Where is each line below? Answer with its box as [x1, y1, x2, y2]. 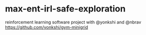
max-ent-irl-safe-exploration [5, 3, 126, 14]
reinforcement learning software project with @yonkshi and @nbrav [5, 19, 142, 25]
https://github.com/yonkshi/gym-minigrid [5, 24, 88, 30]
